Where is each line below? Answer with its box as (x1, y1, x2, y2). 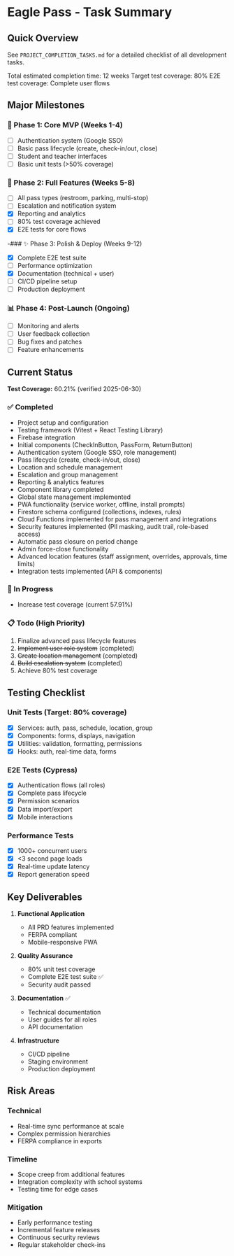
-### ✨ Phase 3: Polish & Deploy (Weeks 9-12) (7, 239, 142, 248)
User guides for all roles (27, 1015, 97, 1024)
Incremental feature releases (17, 1226, 101, 1234)
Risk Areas (7, 1085, 55, 1097)
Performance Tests (7, 831, 74, 840)
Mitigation (7, 1202, 43, 1212)
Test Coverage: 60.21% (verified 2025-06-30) (7, 385, 142, 393)
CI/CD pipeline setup (17, 277, 78, 285)
